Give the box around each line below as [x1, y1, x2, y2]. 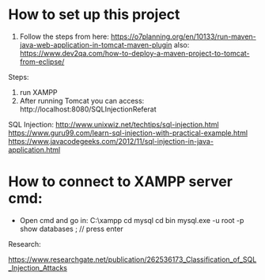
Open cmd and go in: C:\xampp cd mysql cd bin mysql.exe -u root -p [19, 215, 244, 225]
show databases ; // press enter [19, 224, 124, 233]
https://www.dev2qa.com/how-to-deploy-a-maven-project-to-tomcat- [19, 48, 251, 58]
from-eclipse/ [19, 57, 65, 66]
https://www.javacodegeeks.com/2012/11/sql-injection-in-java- [8, 136, 214, 146]
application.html [8, 145, 61, 154]
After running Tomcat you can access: [19, 96, 145, 105]
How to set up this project [8, 6, 180, 24]
